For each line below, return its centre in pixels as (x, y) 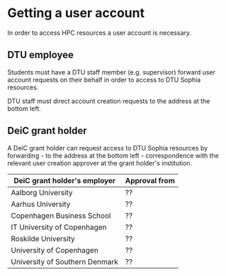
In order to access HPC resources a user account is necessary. (100, 33)
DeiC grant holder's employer (64, 180)
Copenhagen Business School (61, 216)
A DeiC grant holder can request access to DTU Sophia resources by (108, 148)
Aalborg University (42, 192)
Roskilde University (43, 238)
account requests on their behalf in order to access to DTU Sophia (104, 79)
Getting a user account (76, 13)
